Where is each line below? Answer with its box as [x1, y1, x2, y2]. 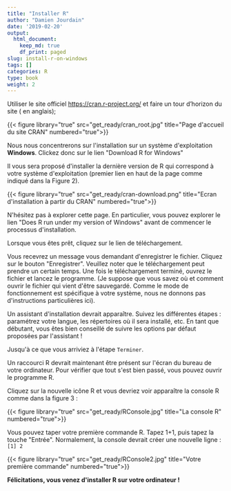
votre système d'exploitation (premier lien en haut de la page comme [7, 169, 203, 178]
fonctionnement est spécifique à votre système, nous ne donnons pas [7, 289, 206, 297]
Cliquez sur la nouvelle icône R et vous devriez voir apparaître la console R [7, 387, 219, 395]
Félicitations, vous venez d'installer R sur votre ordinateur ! [7, 476, 181, 484]
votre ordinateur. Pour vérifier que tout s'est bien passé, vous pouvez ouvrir [7, 366, 223, 374]
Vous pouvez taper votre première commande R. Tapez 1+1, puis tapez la [7, 428, 214, 436]
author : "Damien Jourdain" [7, 17, 85, 24]
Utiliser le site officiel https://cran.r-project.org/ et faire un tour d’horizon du [7, 100, 223, 108]
